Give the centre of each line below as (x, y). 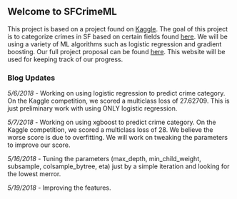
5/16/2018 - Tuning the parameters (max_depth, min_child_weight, (104, 159)
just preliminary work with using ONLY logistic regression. (92, 108)
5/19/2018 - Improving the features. (59, 188)
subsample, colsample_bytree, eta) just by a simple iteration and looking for (118, 166)
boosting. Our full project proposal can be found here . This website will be (116, 51)
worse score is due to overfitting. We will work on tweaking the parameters (118, 138)
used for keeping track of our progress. (65, 59)
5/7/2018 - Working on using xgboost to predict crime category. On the (112, 122)
